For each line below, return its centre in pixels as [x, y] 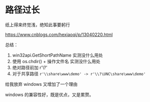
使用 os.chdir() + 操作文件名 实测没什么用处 [56, 61]
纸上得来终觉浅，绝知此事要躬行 [37, 25]
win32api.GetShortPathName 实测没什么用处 [57, 55]
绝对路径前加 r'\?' [30, 68]
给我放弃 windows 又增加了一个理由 [41, 84]
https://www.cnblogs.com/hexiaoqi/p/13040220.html [59, 34]
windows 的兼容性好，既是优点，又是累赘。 [49, 95]
